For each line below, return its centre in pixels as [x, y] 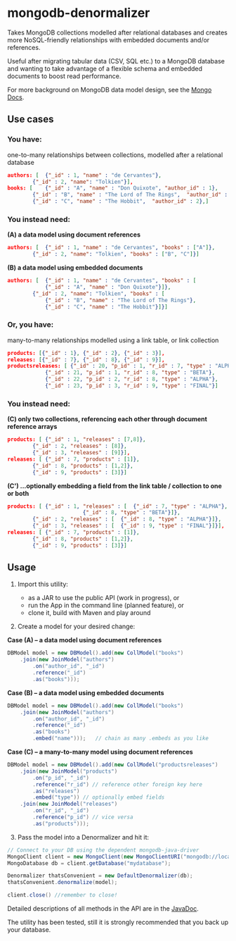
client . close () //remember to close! [63, 895]
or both [18, 493]
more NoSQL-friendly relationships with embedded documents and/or [109, 39]
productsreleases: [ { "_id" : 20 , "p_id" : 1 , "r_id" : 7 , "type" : [110, 366]
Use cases [31, 119]
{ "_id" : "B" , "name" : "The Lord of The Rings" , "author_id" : [130, 195]
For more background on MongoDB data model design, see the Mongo [110, 89]
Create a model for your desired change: [76, 627]
